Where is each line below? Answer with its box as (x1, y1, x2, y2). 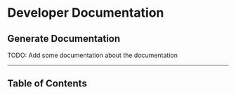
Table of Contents (7, 78, 88, 90)
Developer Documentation (7, 5, 164, 21)
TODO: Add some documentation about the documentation (7, 51, 178, 59)
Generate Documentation (7, 33, 121, 45)
